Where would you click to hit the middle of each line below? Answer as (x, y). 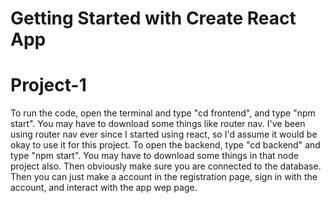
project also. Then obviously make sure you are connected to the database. (166, 166)
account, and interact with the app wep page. (104, 188)
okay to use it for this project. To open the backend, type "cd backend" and (165, 145)
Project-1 (48, 85)
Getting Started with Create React (153, 18)
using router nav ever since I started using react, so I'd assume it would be (164, 134)
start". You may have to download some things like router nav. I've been (158, 124)
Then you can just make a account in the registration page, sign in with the (164, 177)
